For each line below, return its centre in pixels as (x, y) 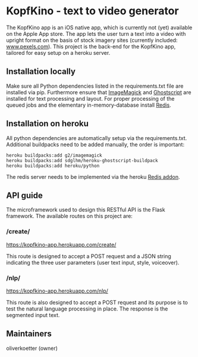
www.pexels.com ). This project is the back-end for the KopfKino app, (91, 46)
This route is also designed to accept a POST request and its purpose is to (97, 302)
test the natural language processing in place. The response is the (87, 309)
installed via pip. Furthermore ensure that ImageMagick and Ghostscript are (99, 92)
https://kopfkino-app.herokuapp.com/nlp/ (57, 291)
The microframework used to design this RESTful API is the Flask (86, 210)
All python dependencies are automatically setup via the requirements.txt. (97, 138)
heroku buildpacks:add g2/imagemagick (54, 155)
